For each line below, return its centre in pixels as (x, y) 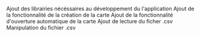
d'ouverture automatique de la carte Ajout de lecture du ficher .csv (90, 21)
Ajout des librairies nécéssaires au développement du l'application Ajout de (100, 9)
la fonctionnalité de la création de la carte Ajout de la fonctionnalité (90, 15)
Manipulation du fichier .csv (41, 27)
